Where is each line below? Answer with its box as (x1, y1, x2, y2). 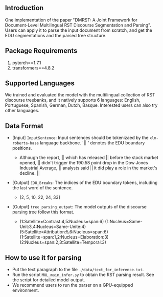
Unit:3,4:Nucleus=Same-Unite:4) (19, 224, 86, 229)
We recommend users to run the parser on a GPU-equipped (12, 282, 133, 288)
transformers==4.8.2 (12, 65, 55, 70)
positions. (12, 145, 32, 151)
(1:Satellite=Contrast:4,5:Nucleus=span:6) (19, 219, 104, 225)
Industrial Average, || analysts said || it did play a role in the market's (19, 165, 158, 171)
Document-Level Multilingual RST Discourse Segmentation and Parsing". (5, 22, 152, 28)
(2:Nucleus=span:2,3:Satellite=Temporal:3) (19, 239, 107, 245)
